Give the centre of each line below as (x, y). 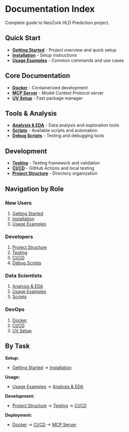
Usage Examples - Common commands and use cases (68, 60)
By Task (18, 346)
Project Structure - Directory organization (55, 173)
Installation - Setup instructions (44, 55)
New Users (18, 203)
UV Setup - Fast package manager (48, 98)
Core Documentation (38, 76)
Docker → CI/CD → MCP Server (44, 424)
